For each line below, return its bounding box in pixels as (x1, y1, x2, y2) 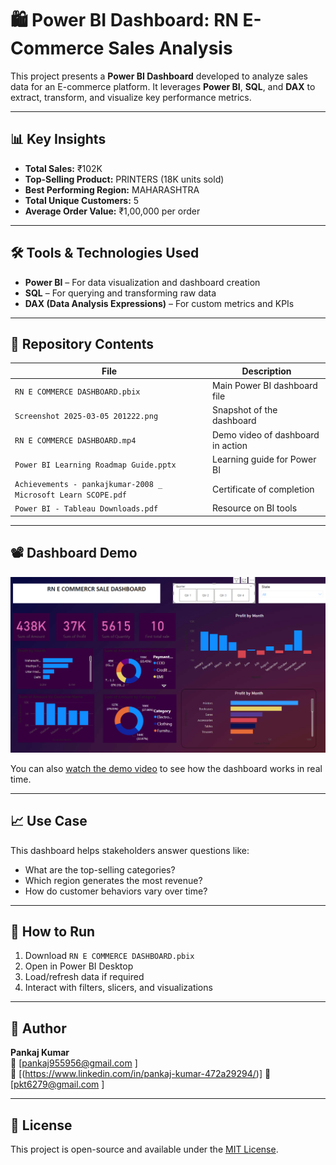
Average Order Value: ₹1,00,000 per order (24, 205, 201, 217)
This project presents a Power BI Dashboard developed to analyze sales (10, 70, 308, 82)
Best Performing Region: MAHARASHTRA (24, 183, 200, 196)
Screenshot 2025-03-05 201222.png (14, 411, 159, 421)
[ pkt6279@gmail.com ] (10, 1078, 105, 1091)
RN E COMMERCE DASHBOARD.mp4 (14, 436, 137, 446)
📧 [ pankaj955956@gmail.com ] (10, 1057, 138, 1069)
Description (241, 365, 292, 377)
